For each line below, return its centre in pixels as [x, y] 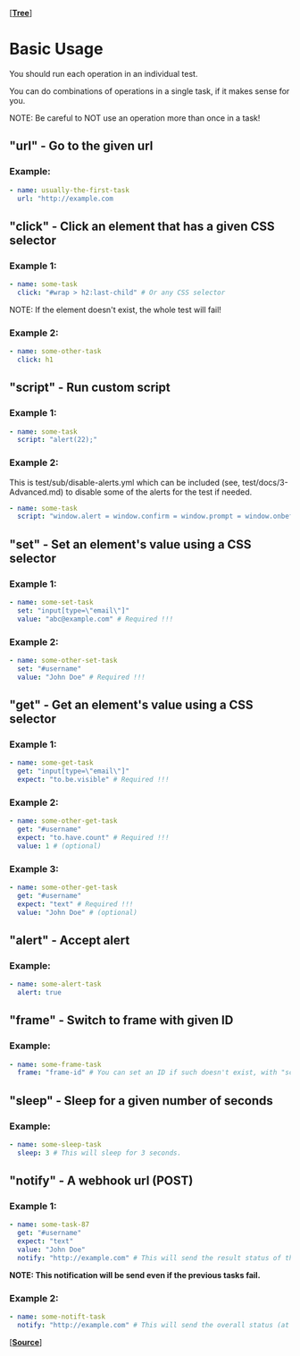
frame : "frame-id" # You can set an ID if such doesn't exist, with [147, 1072]
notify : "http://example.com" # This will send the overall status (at [154, 1326]
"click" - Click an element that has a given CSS [142, 226]
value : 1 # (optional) [59, 846]
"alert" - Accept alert [70, 940]
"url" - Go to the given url [81, 146]
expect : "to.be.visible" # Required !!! [93, 780]
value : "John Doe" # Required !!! [81, 677]
